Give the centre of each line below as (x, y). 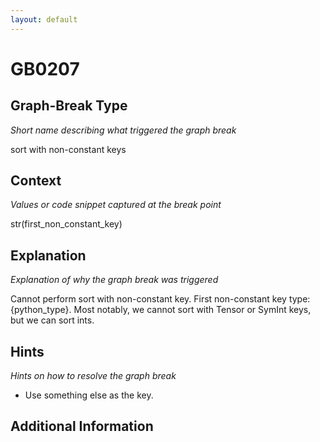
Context (36, 181)
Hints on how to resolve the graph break (93, 376)
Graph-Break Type (69, 106)
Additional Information (82, 426)
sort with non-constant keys (68, 149)
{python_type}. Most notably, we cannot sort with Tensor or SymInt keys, (161, 310)
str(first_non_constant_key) (66, 224)
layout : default (44, 19)
